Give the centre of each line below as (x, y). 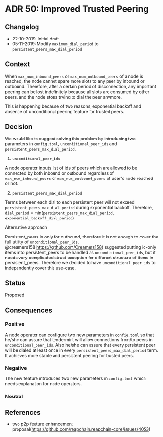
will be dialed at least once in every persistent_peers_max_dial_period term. (81, 350)
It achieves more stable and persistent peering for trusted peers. (70, 356)
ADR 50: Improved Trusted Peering (77, 9)
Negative (16, 368)
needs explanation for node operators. (44, 384)
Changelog (22, 27)
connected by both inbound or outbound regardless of (60, 173)
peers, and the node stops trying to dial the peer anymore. (63, 97)
